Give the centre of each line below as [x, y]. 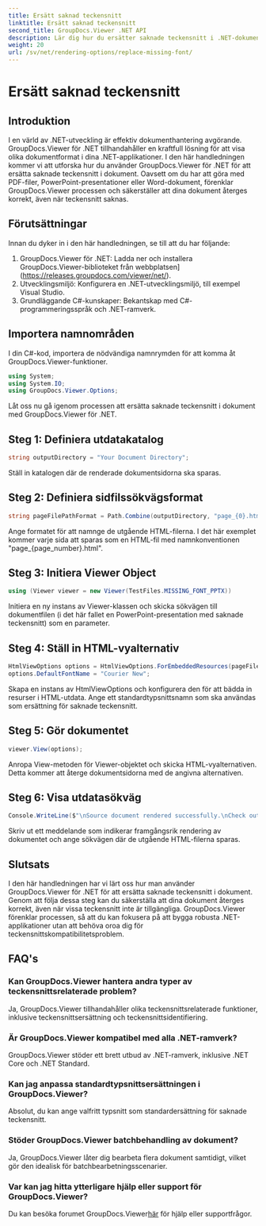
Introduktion [40, 121]
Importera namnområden [71, 334]
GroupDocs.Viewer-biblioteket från [76, 267]
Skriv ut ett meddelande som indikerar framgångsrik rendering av [115, 831]
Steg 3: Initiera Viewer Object [82, 573]
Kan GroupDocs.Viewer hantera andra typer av [100, 982]
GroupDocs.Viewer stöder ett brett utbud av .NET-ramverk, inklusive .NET [129, 1055]
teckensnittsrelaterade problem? [72, 991]
